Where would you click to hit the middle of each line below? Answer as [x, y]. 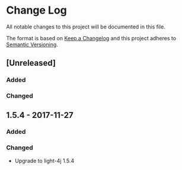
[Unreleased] [31, 63]
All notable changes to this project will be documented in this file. [86, 27]
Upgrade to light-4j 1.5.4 [44, 161]
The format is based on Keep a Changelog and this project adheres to [91, 38]
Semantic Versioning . [32, 44]
